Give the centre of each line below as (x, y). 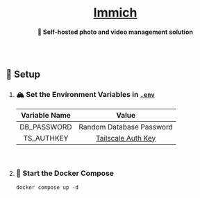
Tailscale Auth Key (126, 138)
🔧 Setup (23, 74)
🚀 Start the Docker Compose (65, 173)
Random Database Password (126, 127)
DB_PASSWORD (46, 127)
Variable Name (46, 115)
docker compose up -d (47, 187)
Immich (115, 13)
